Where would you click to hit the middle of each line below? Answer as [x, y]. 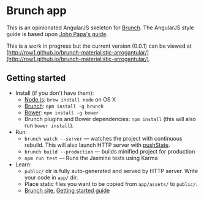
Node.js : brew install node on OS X [70, 99]
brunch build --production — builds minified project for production [110, 151]
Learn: [23, 164]
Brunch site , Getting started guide [67, 190]
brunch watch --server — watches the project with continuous [103, 138]
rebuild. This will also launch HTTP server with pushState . [97, 145]
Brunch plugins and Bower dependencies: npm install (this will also [110, 119]
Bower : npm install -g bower [62, 112]
